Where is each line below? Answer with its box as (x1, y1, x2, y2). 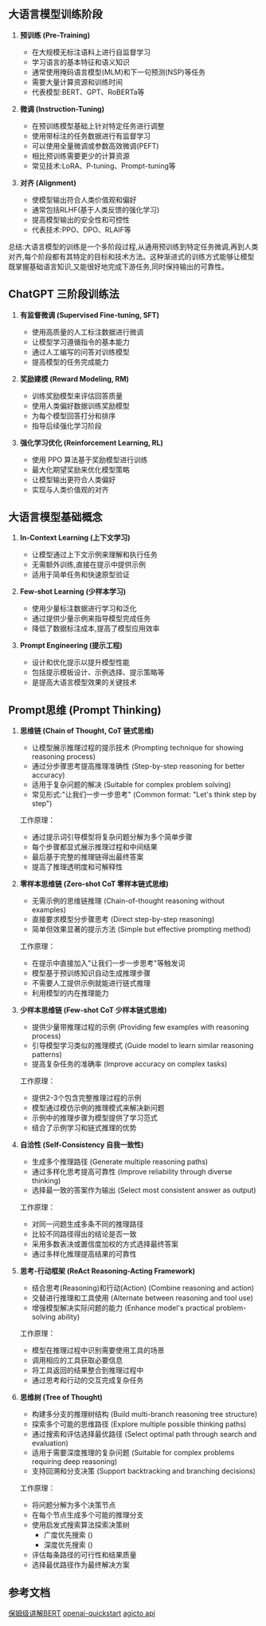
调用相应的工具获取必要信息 (31, 1355, 123, 1365)
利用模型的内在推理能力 (31, 988, 109, 998)
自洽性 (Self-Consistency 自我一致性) (19, 1140, 144, 1149)
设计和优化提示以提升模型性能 (31, 658, 130, 667)
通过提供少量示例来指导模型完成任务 (31, 614, 151, 623)
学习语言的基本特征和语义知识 (31, 57, 130, 66)
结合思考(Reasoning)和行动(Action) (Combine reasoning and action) (31, 1284, 255, 1293)
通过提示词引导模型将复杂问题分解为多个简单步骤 (31, 833, 193, 842)
